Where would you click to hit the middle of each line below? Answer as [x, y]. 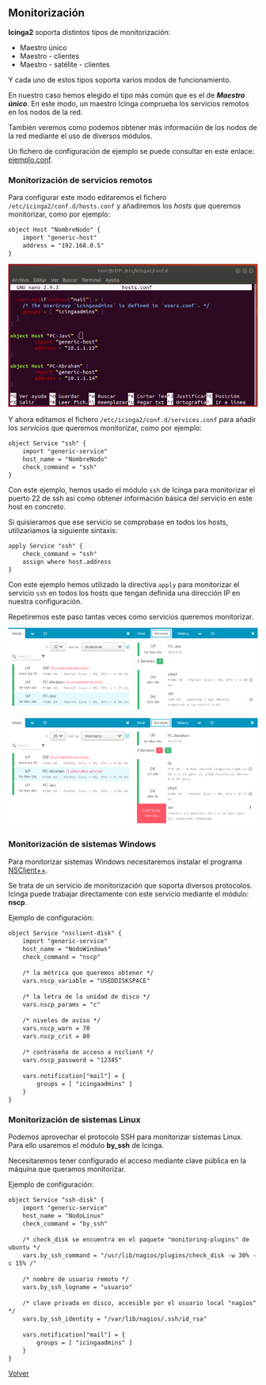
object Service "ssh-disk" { [56, 1200]
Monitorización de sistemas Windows [82, 844]
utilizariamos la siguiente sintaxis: [63, 530]
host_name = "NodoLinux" [63, 1216]
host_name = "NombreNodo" [65, 459]
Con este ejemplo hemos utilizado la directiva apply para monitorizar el [124, 585]
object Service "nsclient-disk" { [65, 933]
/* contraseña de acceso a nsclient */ [88, 1052]
